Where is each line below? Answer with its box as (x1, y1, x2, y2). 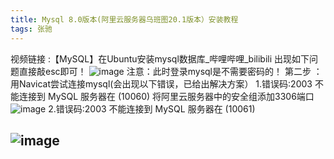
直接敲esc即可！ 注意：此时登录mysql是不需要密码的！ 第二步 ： (18, 65, 323, 77)
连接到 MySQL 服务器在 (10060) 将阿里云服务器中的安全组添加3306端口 (18, 90, 315, 102)
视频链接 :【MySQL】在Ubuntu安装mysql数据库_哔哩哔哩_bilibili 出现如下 (10, 52, 310, 65)
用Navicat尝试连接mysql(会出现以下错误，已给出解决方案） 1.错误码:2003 (10, 77, 313, 90)
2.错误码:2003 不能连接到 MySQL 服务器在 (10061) (48, 102, 256, 115)
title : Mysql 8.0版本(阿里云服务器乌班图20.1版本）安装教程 (10, 14, 239, 25)
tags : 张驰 (10, 24, 53, 34)
